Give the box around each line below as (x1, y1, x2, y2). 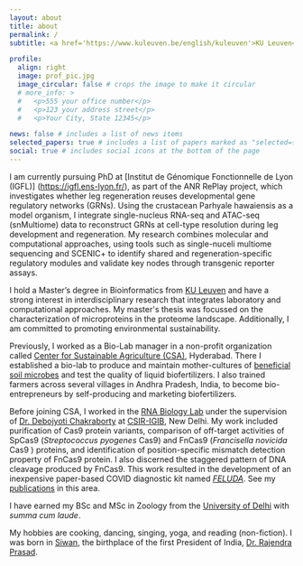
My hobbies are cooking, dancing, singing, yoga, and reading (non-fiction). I (9, 527, 293, 538)
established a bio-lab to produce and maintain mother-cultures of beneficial (9, 359, 291, 370)
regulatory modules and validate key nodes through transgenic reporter (9, 257, 275, 268)
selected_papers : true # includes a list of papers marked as (9, 138, 248, 147)
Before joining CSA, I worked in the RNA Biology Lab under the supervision (9, 405, 288, 416)
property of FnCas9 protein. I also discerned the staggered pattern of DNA (9, 453, 287, 465)
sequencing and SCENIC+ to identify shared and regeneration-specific (9, 247, 272, 258)
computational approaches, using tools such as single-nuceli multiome (9, 238, 272, 249)
